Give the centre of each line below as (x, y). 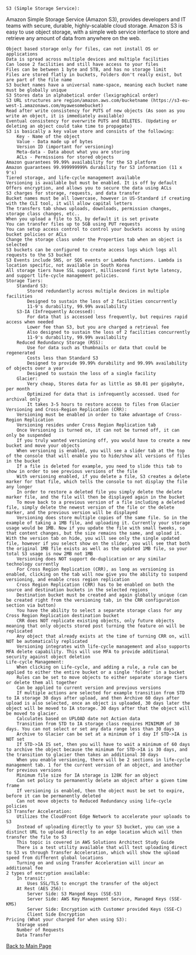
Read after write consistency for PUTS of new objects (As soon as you (95, 111)
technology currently (33, 564)
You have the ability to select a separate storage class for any (99, 611)
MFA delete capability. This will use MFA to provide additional (87, 652)
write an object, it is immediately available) (65, 116)
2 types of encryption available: (48, 873)
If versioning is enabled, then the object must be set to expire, (101, 791)
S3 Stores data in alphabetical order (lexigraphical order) (82, 95)
